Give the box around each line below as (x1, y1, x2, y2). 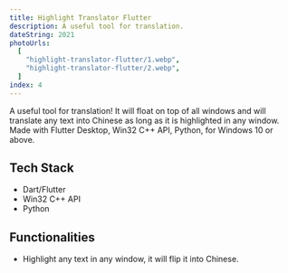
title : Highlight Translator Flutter (9, 13, 152, 23)
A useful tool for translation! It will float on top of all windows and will (9, 105, 266, 116)
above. (9, 134, 35, 145)
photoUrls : (9, 38, 51, 48)
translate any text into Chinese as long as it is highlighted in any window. (9, 115, 280, 126)
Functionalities (9, 230, 95, 245)
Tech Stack (9, 160, 74, 176)
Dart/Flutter (22, 184, 66, 195)
